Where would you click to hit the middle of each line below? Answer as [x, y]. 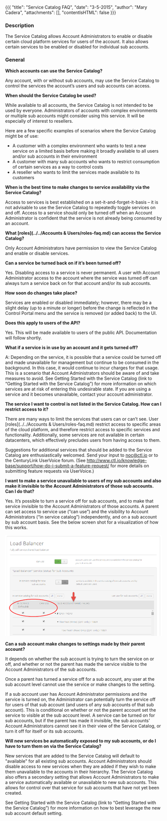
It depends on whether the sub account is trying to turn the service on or [80, 659]
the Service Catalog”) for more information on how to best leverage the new [83, 808]
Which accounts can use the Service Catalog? [54, 71]
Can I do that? [20, 491]
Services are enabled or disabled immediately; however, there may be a [78, 302]
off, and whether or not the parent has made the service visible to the [76, 664]
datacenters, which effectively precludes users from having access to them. [83, 440]
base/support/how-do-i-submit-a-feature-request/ [57, 466]
